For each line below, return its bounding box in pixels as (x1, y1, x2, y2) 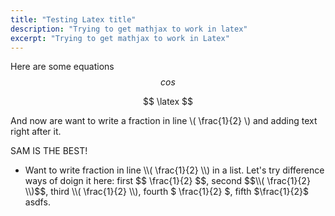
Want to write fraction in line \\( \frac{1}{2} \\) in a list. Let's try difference (24, 164, 325, 176)
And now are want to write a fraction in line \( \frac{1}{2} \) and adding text (10, 115, 318, 127)
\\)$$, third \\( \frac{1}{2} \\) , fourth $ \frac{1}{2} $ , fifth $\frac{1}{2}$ (24, 186, 309, 198)
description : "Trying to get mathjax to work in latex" (10, 24, 248, 34)
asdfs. (24, 196, 51, 208)
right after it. (10, 126, 62, 138)
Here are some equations (10, 61, 115, 73)
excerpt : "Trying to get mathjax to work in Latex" (10, 33, 230, 43)
